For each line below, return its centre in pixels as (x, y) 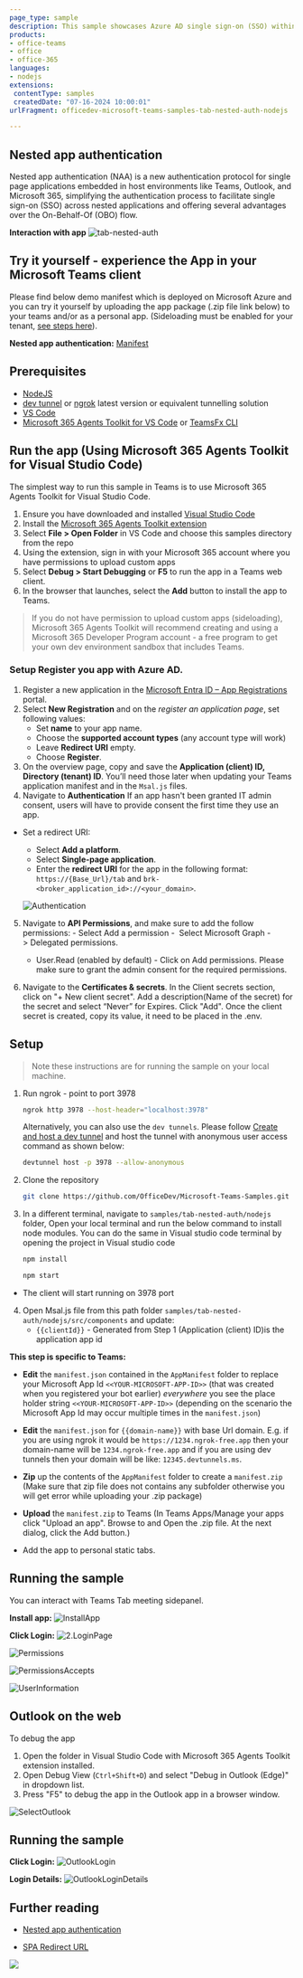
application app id (69, 1339)
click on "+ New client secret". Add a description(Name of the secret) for (157, 997)
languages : (30, 69)
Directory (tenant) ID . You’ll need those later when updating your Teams (157, 776)
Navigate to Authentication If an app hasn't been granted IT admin (147, 795)
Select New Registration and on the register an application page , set (151, 709)
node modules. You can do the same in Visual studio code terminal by (152, 1233)
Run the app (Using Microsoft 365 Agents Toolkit (149, 451)
